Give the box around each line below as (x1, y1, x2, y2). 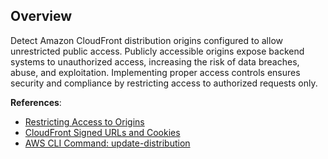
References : (10, 96, 62, 108)
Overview (10, 8, 73, 25)
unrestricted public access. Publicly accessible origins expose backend (10, 45, 305, 57)
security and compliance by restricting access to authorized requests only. (10, 77, 318, 89)
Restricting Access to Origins (24, 115, 145, 128)
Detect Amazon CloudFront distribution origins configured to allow (10, 34, 283, 46)
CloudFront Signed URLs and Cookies (24, 126, 181, 138)
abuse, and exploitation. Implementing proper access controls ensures (10, 66, 301, 78)
